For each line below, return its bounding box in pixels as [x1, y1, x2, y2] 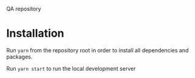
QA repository [6, 5, 41, 12]
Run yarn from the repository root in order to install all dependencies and [6, 46, 189, 54]
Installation [6, 27, 65, 40]
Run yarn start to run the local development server [6, 65, 136, 72]
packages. [6, 53, 33, 60]
